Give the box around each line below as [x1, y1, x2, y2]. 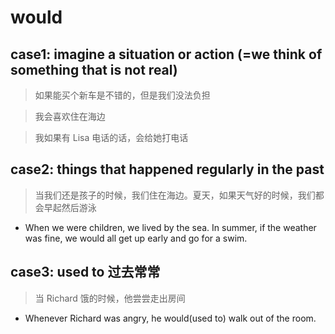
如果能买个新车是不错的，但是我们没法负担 [34, 89, 211, 101]
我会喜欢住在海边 [34, 111, 106, 122]
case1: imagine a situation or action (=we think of [10, 46, 323, 63]
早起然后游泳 [43, 201, 97, 213]
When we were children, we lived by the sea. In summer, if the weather [24, 221, 317, 233]
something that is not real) [10, 61, 178, 78]
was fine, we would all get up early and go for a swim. [24, 232, 248, 244]
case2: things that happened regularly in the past [10, 161, 325, 178]
